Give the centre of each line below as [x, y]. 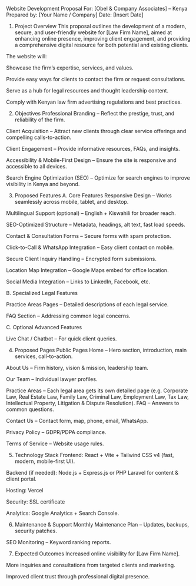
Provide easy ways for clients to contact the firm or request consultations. [96, 79]
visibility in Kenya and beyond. [43, 184]
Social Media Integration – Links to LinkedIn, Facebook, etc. [78, 282]
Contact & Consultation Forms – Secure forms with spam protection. [89, 236]
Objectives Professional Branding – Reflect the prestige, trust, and [94, 113]
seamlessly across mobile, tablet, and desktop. [72, 202]
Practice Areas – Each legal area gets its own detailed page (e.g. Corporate [97, 390]
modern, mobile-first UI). [45, 461]
